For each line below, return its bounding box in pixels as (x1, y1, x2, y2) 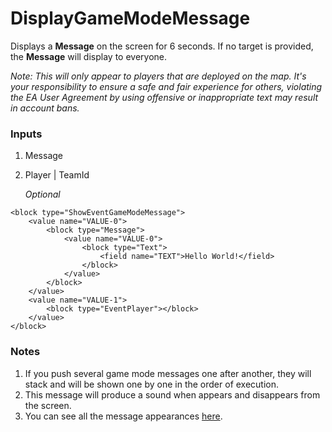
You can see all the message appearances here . (24, 410, 223, 422)
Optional (24, 188, 61, 201)
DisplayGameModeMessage (10, 7, 251, 30)
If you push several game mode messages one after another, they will (24, 367, 312, 379)
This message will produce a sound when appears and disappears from (24, 388, 321, 401)
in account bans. (10, 102, 80, 114)
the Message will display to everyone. (10, 50, 168, 62)
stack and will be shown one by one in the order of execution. (24, 378, 280, 390)
